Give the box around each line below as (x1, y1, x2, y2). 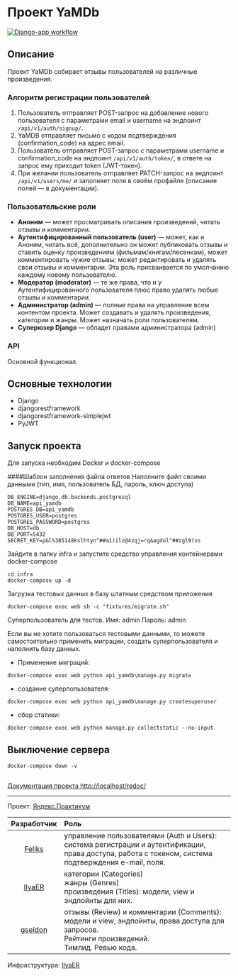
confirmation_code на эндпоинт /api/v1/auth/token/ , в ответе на (17, 154, 212, 163)
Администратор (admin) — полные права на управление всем (17, 301, 210, 309)
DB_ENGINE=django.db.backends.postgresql (7, 494, 132, 501)
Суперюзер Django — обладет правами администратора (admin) (17, 324, 216, 332)
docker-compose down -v (7, 762, 78, 770)
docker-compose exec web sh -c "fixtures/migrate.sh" (7, 603, 170, 610)
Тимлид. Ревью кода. (63, 943, 137, 953)
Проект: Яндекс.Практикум (7, 802, 91, 811)
